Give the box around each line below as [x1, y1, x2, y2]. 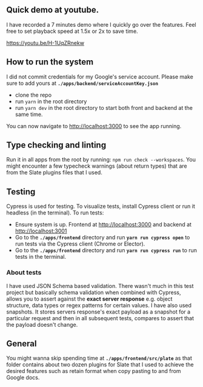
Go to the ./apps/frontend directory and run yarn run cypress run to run [15, 247, 198, 254]
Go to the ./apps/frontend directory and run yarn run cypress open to [15, 234, 190, 241]
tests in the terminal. [15, 253, 67, 261]
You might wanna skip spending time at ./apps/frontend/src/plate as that [6, 355, 192, 362]
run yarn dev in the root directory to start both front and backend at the [15, 104, 193, 111]
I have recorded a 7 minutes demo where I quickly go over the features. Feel [6, 21, 196, 28]
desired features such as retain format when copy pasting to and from [6, 368, 181, 375]
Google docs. [6, 374, 40, 382]
